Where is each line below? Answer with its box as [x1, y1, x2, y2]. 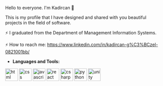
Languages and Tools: [12, 58, 60, 64]
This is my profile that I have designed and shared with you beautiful [5, 14, 146, 20]
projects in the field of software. [5, 20, 71, 25]
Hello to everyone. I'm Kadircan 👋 [5, 5, 74, 10]
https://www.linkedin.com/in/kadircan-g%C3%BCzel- [47, 41, 158, 47]
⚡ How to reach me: [5, 41, 46, 47]
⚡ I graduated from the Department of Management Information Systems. [5, 30, 157, 35]
